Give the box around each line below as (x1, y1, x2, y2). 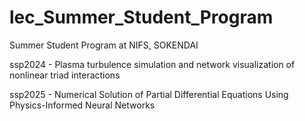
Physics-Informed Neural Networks (9, 99, 156, 111)
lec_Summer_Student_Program (9, 6, 274, 29)
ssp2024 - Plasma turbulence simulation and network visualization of (9, 58, 296, 70)
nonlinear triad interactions (9, 69, 121, 81)
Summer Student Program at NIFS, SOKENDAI (9, 39, 199, 51)
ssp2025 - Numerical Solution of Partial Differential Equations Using (9, 88, 289, 100)
